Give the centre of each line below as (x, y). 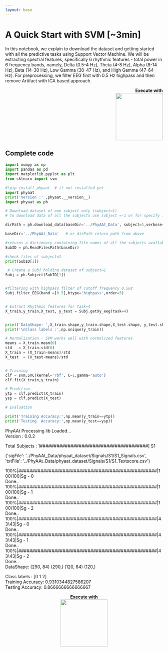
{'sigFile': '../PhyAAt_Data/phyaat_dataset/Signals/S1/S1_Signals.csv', (76, 456)
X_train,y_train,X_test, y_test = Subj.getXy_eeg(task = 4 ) (67, 311)
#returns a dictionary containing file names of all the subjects (76, 243)
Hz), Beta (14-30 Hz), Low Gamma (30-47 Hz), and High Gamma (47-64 (79, 70)
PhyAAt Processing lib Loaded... (38, 430)
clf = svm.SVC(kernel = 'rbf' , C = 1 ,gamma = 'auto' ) (56, 375)
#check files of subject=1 (33, 257)
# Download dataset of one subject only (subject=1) (61, 211)
